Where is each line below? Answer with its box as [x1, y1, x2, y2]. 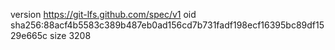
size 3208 [49, 30, 92, 41]
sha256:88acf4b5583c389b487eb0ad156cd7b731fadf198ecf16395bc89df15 [10, 19, 325, 31]
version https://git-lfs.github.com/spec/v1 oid [10, 9, 197, 20]
